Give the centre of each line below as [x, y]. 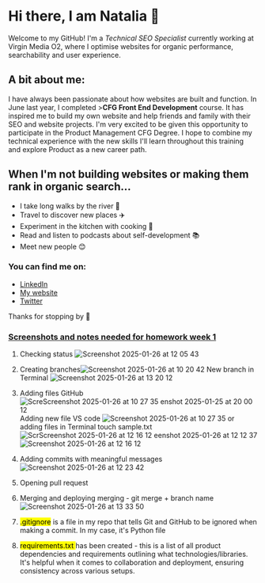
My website [38, 292]
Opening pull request [54, 483]
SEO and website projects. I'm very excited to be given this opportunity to [128, 124]
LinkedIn [34, 284]
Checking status [46, 354]
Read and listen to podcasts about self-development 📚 [110, 235]
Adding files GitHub [51, 393]
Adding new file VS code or [127, 418]
